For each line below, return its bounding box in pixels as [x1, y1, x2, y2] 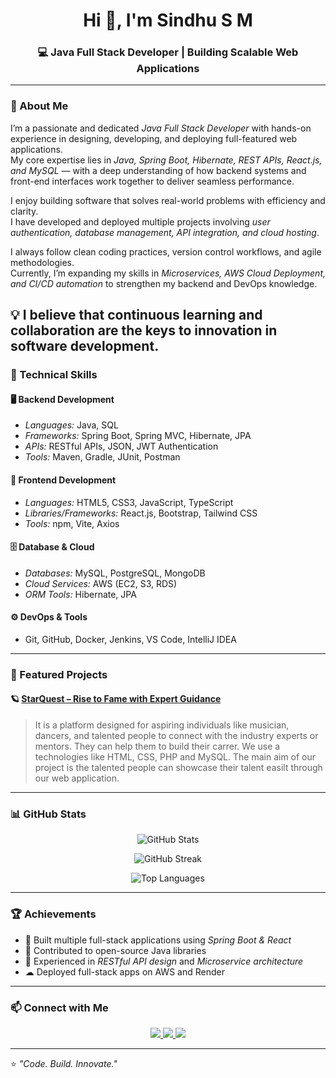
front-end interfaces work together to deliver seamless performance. [10, 175, 295, 187]
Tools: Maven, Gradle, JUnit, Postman [24, 451, 181, 463]
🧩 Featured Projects [10, 667, 108, 681]
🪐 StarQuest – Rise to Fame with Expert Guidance [10, 693, 222, 705]
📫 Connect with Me [10, 1000, 109, 1014]
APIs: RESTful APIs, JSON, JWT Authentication [24, 440, 219, 453]
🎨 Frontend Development [10, 474, 117, 486]
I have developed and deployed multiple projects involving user [10, 215, 271, 228]
